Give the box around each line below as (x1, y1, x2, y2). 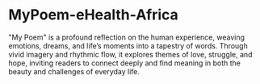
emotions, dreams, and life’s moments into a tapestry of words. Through (8, 40, 248, 50)
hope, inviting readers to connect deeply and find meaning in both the (8, 58, 241, 68)
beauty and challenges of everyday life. (8, 66, 140, 76)
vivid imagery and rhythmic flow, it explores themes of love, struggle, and (8, 49, 253, 59)
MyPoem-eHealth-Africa (8, 6, 179, 24)
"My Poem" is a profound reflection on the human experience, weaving (8, 32, 245, 42)
